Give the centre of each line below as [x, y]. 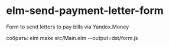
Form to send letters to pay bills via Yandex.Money [68, 27]
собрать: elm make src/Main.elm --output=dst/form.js [72, 38]
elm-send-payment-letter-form [85, 11]
